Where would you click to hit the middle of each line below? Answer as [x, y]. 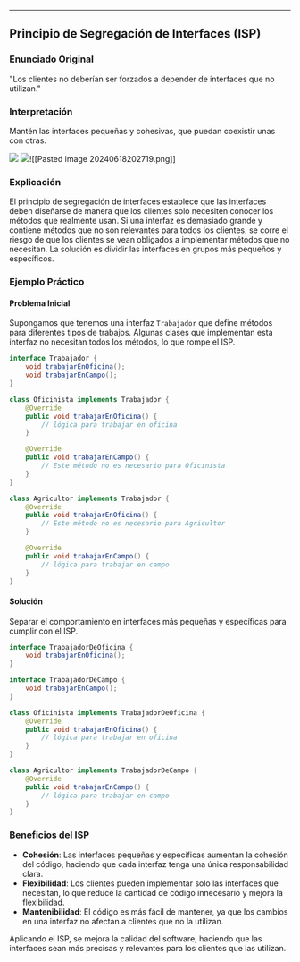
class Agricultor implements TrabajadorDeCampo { [104, 770]
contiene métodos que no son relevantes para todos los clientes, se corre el [149, 230]
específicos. [32, 259]
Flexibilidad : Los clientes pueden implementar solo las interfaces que [150, 883]
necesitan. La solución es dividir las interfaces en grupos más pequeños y [146, 249]
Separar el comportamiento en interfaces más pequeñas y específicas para [148, 621]
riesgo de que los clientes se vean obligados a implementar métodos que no [150, 240]
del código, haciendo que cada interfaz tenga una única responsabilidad [155, 864]
